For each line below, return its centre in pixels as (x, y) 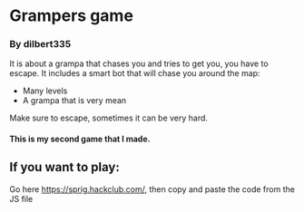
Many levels (45, 91)
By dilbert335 (40, 44)
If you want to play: (64, 167)
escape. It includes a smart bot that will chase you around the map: (135, 73)
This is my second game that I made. (80, 139)
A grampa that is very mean (74, 101)
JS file (21, 198)
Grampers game (72, 16)
